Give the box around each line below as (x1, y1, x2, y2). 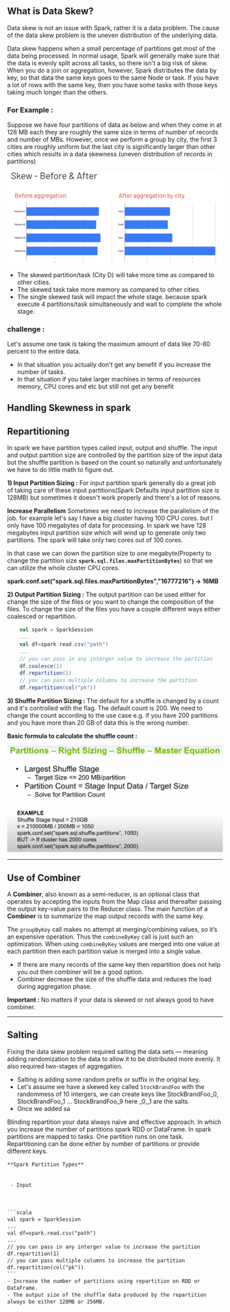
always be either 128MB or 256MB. (7, 1298, 106, 1305)
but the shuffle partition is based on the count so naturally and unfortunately (7, 458, 222, 467)
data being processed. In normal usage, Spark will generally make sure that (7, 51, 220, 60)
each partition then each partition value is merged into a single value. (7, 947, 202, 955)
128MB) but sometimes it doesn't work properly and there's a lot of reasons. (7, 493, 222, 502)
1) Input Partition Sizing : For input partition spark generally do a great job (7, 479, 216, 487)
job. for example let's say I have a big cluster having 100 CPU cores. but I (7, 514, 214, 522)
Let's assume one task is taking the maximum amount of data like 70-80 (7, 340, 211, 348)
